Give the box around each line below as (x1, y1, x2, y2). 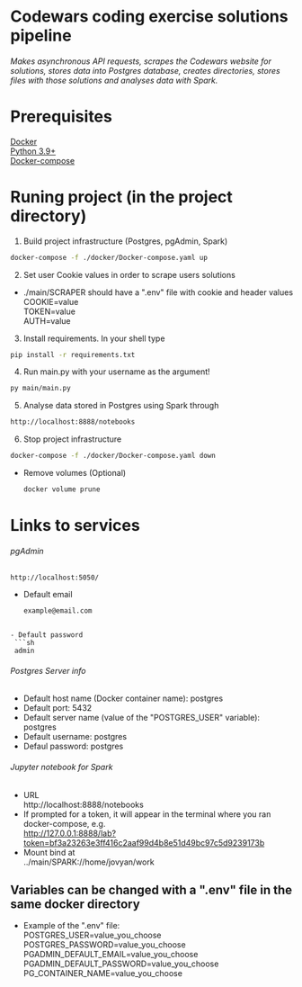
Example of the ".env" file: (22, 920, 120, 931)
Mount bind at (22, 847, 75, 857)
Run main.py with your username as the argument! (22, 366, 210, 377)
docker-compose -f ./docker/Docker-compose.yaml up (10, 253, 208, 262)
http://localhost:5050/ (10, 573, 100, 582)
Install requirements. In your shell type (22, 333, 165, 344)
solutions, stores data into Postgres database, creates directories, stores (10, 65, 281, 76)
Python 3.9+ (10, 146, 57, 157)
